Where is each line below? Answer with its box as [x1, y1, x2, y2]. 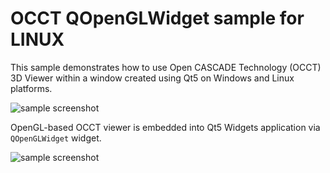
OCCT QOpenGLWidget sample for [10, 7, 305, 30]
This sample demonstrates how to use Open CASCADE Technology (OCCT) [10, 61, 322, 73]
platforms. [10, 82, 53, 94]
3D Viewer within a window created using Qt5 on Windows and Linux [10, 72, 295, 84]
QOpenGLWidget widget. [10, 132, 102, 144]
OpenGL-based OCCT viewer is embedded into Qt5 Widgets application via [10, 121, 321, 133]
